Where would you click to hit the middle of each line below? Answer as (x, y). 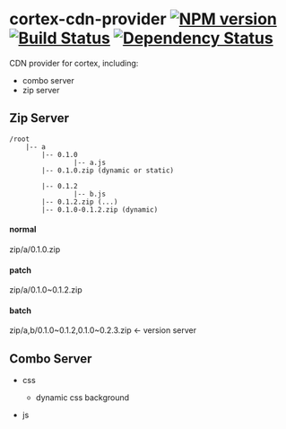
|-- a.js (89, 162)
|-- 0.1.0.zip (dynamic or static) (108, 171)
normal (23, 230)
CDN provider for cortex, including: (74, 63)
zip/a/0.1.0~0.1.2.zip (46, 290)
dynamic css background (82, 398)
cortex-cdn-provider (88, 19)
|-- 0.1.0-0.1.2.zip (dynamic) (100, 210)
